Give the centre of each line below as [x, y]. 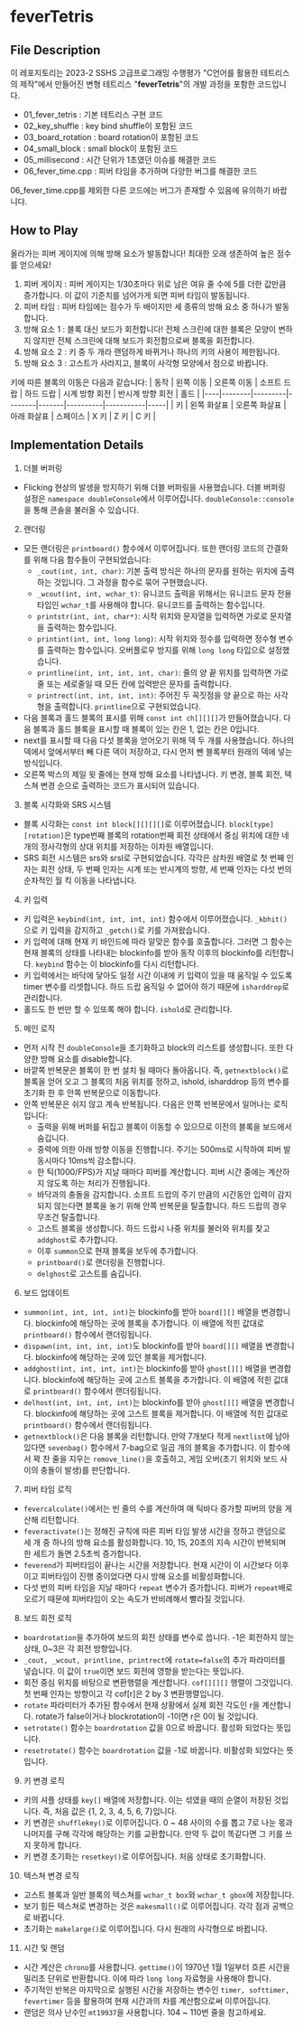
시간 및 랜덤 [44, 1947]
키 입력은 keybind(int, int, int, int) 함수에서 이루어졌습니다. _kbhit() [155, 918]
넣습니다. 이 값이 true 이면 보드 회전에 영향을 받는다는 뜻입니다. [133, 1671]
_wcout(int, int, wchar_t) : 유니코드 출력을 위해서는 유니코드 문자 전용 [164, 593]
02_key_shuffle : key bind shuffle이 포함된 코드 [108, 126]
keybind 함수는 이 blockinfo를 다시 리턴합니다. [117, 963]
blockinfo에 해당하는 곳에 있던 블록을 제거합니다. [121, 1356]
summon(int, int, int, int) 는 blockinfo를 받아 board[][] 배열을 [141, 1311]
